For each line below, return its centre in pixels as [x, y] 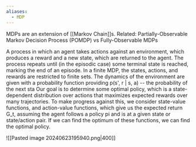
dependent [19, 95]
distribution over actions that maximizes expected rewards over [111, 95]
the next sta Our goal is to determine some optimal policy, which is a [89, 89]
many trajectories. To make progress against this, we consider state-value [96, 101]
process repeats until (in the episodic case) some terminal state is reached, [97, 64]
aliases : [17, 11]
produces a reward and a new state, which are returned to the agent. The [95, 58]
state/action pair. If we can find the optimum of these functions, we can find [98, 120]
